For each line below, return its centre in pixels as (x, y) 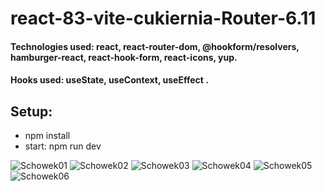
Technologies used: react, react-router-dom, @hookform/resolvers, (155, 46)
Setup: (31, 111)
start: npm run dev (63, 146)
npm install (47, 136)
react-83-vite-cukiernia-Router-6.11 (163, 18)
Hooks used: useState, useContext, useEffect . (109, 80)
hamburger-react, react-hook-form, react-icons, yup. (124, 57)
